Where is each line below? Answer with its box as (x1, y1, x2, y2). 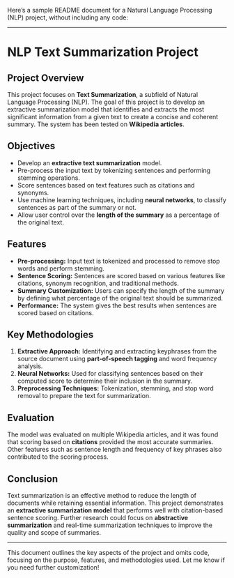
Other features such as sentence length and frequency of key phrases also (7, 446, 222, 454)
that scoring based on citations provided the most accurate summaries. (7, 438, 214, 446)
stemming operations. (17, 174, 80, 182)
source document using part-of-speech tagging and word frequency (17, 355, 217, 363)
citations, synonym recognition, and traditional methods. (17, 279, 180, 287)
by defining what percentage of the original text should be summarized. (17, 294, 224, 302)
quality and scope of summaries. (7, 528, 102, 537)
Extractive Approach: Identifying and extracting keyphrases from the (17, 347, 217, 356)
